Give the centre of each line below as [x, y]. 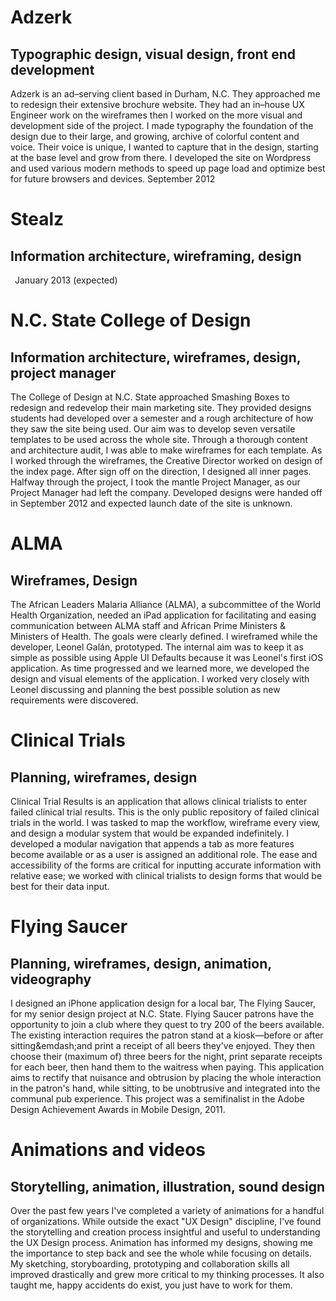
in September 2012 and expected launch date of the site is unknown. [151, 503]
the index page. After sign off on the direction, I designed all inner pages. [161, 471]
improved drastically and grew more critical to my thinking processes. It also [167, 1274]
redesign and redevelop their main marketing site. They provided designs [161, 407]
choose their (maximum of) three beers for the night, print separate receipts [166, 1056]
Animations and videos [108, 1150]
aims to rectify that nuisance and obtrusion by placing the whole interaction [166, 1077]
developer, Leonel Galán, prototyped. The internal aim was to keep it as [157, 647]
